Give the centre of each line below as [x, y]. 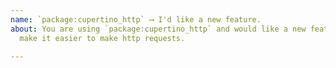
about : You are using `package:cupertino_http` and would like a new [158, 29]
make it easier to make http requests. [102, 38]
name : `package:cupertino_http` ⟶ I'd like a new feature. [136, 19]
